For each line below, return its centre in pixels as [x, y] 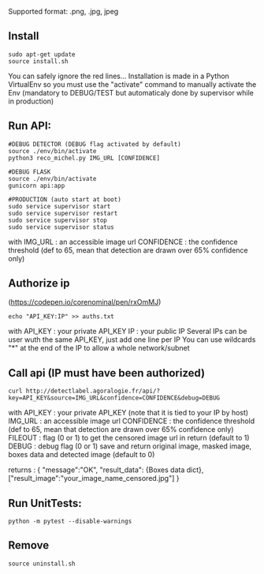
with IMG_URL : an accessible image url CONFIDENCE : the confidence [123, 242]
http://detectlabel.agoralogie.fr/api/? [93, 391]
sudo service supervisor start [59, 206]
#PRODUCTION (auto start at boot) [65, 199]
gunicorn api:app [37, 186]
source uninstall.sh [42, 564]
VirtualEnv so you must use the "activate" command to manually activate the [132, 84]
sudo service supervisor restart [63, 213]
